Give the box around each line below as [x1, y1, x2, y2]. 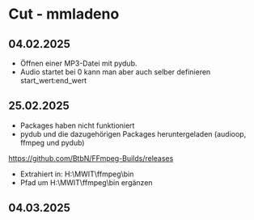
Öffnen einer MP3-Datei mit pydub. [19, 58, 138, 68]
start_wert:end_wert [19, 76, 87, 85]
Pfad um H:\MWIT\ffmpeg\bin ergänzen [19, 177, 153, 187]
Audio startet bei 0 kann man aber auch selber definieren [19, 67, 211, 77]
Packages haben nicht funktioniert [19, 121, 135, 130]
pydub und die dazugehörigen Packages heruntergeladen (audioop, [19, 129, 247, 138]
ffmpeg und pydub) [19, 137, 85, 147]
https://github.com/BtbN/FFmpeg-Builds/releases [8, 153, 174, 163]
